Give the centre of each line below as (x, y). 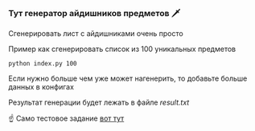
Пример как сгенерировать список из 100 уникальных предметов (122, 49)
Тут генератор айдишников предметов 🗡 (95, 13)
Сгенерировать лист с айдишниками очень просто (96, 34)
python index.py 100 (43, 64)
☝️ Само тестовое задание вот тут (66, 118)
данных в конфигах (41, 87)
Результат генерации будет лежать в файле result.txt (99, 102)
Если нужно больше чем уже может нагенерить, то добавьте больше (128, 78)
